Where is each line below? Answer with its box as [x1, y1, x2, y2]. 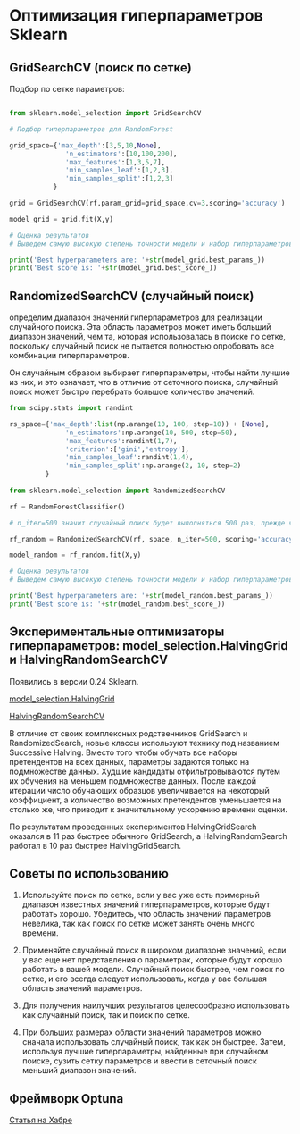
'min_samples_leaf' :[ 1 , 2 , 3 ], [65, 166, 174, 175]
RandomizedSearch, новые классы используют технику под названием [9, 737, 279, 748]
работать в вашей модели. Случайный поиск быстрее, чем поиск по [21, 964, 286, 975]
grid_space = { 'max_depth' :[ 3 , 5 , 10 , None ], [9, 140, 162, 150]
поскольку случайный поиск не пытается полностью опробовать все [9, 340, 275, 351]
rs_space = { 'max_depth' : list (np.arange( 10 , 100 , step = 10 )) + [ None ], [9, 419, 270, 429]
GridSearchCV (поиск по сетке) [9, 60, 192, 75]
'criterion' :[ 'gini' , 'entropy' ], [65, 444, 190, 454]
